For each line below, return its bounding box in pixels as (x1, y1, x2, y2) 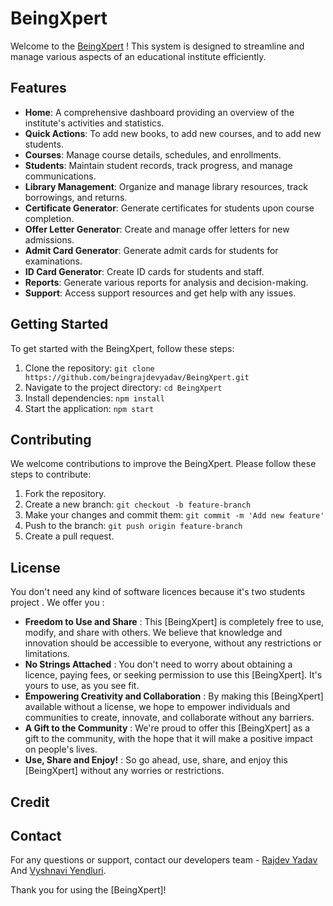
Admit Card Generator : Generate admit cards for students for (24, 244, 279, 256)
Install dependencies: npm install (24, 392, 165, 404)
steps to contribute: (10, 468, 92, 481)
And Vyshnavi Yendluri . (10, 865, 107, 877)
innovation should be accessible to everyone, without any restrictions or (24, 637, 322, 649)
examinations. (24, 255, 83, 267)
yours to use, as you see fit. (24, 680, 140, 692)
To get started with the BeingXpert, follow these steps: (10, 342, 235, 354)
